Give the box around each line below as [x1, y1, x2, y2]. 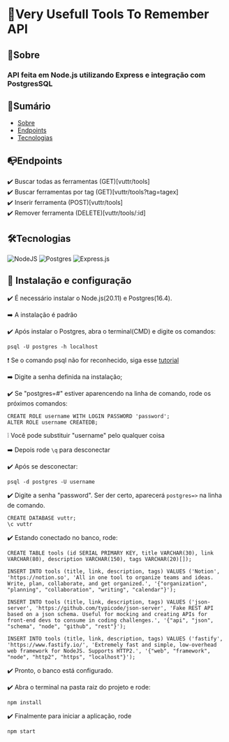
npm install [7, 699, 42, 706]
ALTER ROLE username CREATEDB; [7, 419, 98, 426]
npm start [7, 727, 36, 735]
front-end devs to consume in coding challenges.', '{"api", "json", [7, 617, 214, 624]
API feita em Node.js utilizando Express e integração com [7, 70, 206, 80]
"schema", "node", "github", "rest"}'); [7, 622, 127, 630]
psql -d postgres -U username [7, 478, 96, 485]
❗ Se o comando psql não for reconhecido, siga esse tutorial [7, 356, 179, 364]
